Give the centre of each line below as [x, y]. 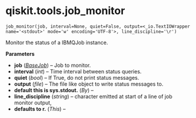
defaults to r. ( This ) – [40, 109]
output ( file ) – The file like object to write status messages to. [89, 84]
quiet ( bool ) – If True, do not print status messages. [77, 77]
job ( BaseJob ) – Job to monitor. [52, 65]
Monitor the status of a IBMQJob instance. [57, 42]
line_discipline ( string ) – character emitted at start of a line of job [93, 96]
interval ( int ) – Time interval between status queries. [78, 71]
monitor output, [33, 102]
